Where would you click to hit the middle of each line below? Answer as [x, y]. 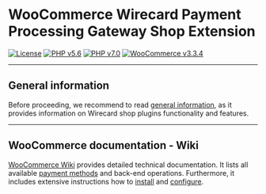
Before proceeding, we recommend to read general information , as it [120, 105]
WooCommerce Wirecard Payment [125, 15]
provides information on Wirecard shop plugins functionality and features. [129, 113]
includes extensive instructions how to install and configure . [106, 181]
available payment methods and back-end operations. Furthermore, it [122, 173]
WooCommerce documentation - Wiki [104, 145]
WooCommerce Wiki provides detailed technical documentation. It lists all [128, 165]
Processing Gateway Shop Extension [132, 31]
